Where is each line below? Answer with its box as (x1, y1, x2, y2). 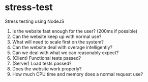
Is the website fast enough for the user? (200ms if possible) (12, 28, 138, 34)
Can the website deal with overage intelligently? (12, 44, 113, 50)
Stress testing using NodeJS (5, 18, 65, 24)
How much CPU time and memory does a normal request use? (12, 71, 143, 77)
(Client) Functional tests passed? (12, 55, 81, 61)
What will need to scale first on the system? (12, 38, 104, 45)
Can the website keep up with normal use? (12, 33, 102, 39)
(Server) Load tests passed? (12, 60, 72, 66)
